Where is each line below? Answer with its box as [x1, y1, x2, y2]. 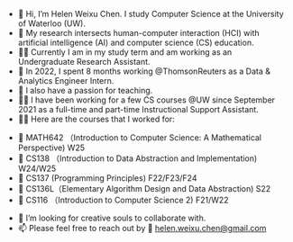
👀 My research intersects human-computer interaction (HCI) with [17, 28, 260, 38]
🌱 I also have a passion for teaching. [17, 85, 153, 95]
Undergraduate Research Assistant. [17, 57, 151, 67]
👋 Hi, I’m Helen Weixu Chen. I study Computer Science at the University [17, 9, 284, 19]
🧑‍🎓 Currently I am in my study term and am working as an [17, 47, 233, 58]
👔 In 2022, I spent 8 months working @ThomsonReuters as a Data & [17, 66, 271, 76]
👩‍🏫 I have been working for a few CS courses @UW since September [17, 94, 276, 105]
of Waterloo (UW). [17, 18, 86, 29]
